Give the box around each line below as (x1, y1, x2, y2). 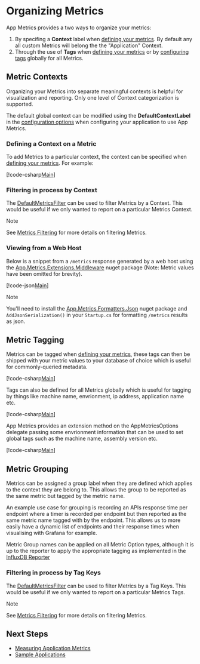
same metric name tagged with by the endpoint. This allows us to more (6, 517, 181, 524)
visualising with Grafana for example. (6, 530, 97, 537)
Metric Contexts (6, 72, 68, 82)
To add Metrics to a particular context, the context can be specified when (6, 153, 187, 161)
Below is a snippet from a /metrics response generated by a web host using (6, 257, 193, 265)
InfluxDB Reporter (6, 554, 51, 561)
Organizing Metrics (6, 4, 104, 18)
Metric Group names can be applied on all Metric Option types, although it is (6, 541, 194, 548)
